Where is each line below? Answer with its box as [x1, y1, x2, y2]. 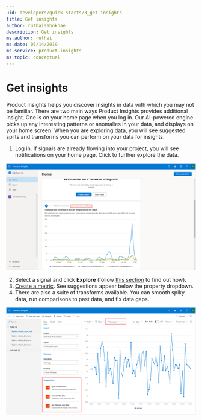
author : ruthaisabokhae [6, 22, 66, 28]
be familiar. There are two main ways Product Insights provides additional [6, 107, 188, 115]
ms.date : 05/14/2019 [6, 42, 58, 48]
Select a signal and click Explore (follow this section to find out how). [14, 276, 186, 284]
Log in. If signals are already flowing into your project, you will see [14, 145, 179, 152]
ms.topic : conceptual [6, 54, 61, 60]
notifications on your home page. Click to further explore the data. [14, 151, 179, 158]
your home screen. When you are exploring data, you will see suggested [6, 127, 186, 134]
